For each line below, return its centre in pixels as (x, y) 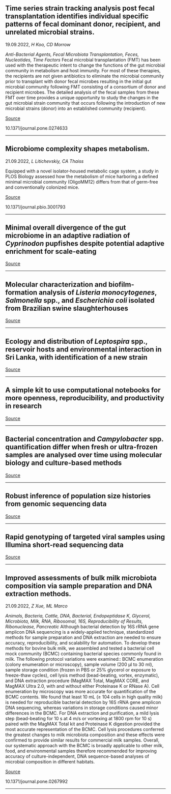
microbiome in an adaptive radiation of (68, 236)
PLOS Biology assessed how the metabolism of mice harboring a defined (82, 176)
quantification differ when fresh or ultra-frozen (81, 447)
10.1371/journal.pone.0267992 (36, 782)
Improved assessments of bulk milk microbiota (81, 578)
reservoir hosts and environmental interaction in (83, 349)
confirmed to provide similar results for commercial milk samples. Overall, (82, 740)
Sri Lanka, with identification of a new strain (76, 357)
